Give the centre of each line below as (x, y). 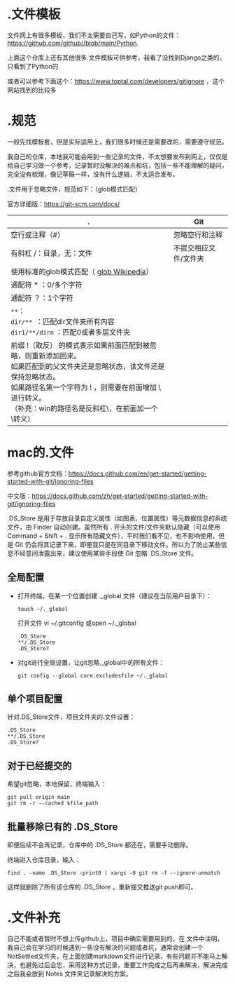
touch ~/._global (43, 609)
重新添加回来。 (57, 356)
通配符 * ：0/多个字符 (47, 285)
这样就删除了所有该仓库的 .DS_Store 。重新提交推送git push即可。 (102, 887)
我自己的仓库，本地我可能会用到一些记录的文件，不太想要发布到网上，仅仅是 (117, 156)
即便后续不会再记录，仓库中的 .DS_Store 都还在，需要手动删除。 (100, 845)
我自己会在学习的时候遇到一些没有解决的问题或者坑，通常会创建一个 (105, 947)
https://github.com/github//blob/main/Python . (73, 43)
